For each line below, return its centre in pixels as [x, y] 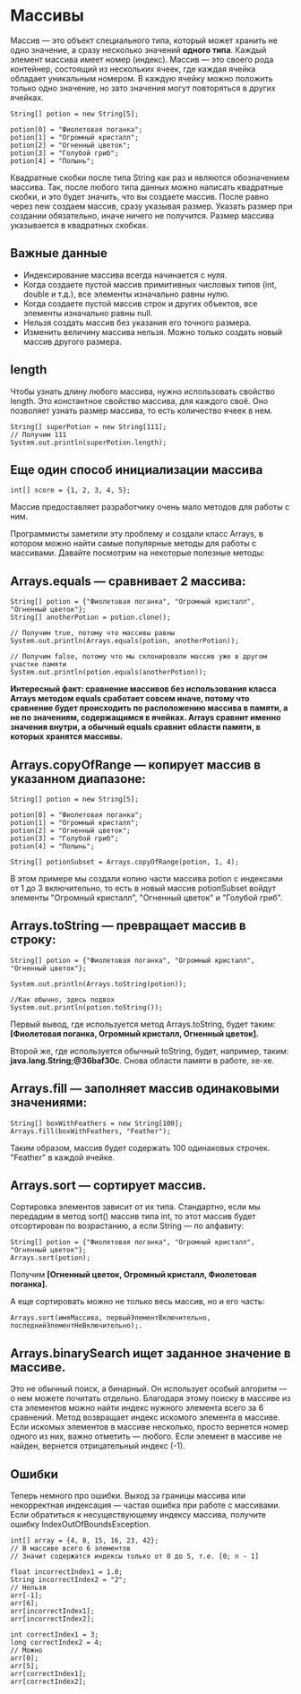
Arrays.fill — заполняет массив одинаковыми [145, 1089]
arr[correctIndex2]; [49, 1682]
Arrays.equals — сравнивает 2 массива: [128, 581]
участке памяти [39, 665]
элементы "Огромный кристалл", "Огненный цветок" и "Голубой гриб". [146, 898]
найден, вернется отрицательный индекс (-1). [98, 1446]
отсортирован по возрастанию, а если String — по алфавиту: [127, 1226]
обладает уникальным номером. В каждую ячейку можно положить [142, 78]
